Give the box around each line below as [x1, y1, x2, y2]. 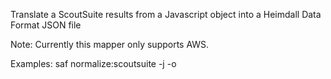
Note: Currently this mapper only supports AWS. [10, 39, 210, 50]
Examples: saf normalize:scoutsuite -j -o [10, 58, 177, 69]
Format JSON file [10, 19, 82, 31]
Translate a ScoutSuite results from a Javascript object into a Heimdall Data [10, 9, 322, 20]
